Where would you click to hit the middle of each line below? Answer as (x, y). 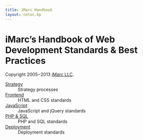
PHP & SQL (17, 116)
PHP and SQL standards (43, 121)
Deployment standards (41, 132)
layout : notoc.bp (23, 15)
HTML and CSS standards (45, 100)
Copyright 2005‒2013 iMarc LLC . (40, 75)
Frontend (15, 95)
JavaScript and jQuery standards (52, 111)
